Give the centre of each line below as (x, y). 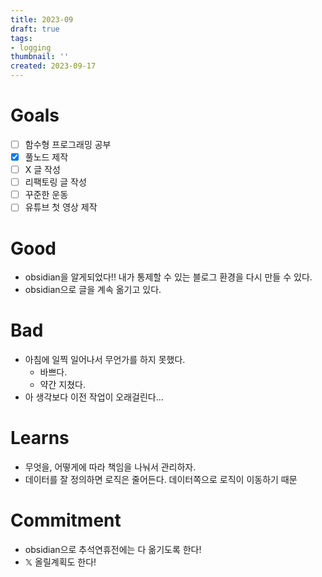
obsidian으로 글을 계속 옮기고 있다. (93, 290)
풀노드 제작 (46, 157)
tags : (21, 38)
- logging (31, 47)
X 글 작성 (42, 170)
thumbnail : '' (40, 57)
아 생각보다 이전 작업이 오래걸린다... (94, 397)
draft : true (35, 29)
